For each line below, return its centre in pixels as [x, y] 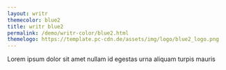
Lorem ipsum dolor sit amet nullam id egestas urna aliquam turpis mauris [111, 59]
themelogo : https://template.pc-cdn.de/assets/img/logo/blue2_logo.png [113, 40]
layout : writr [28, 14]
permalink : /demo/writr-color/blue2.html [68, 33]
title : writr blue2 [35, 26]
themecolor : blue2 [34, 20]
